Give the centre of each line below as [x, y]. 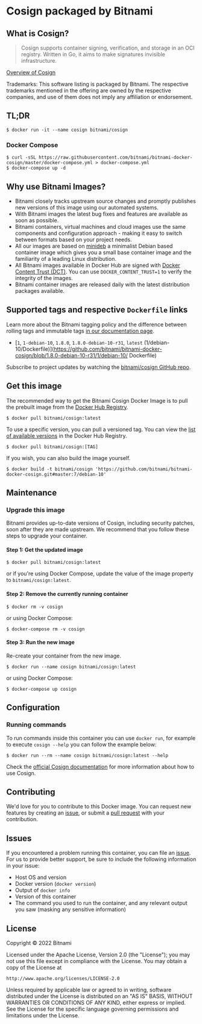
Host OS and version [41, 877]
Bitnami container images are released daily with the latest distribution [102, 284]
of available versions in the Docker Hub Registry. [67, 435]
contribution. [22, 819]
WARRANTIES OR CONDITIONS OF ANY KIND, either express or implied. [96, 1002]
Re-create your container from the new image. [64, 656]
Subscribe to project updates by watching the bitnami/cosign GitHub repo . [99, 367]
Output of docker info [43, 890]
